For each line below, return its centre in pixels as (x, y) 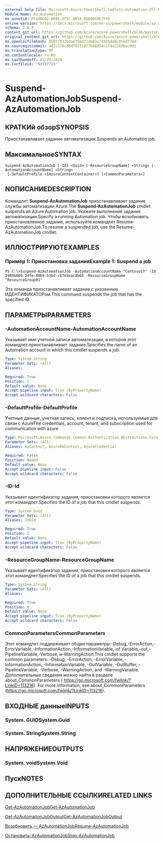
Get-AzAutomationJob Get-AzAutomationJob (50, 807)
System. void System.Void (37, 763)
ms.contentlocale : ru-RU (30, 55)
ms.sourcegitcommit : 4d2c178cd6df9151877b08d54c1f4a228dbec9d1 (71, 46)
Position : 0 (17, 607)
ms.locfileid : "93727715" (31, 64)
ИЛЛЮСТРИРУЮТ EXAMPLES (52, 248)
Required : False (21, 456)
